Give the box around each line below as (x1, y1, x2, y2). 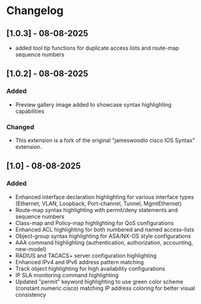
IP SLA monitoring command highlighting (15, 271, 119, 279)
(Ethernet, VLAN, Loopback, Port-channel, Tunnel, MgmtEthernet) (15, 200, 182, 207)
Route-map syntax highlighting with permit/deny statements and (15, 206, 178, 213)
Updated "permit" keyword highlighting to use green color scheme (15, 278, 184, 285)
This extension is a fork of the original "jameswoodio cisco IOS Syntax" (15, 136, 195, 144)
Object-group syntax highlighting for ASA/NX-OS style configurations (15, 232, 191, 240)
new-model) (15, 245, 47, 253)
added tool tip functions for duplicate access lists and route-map (15, 44, 180, 51)
